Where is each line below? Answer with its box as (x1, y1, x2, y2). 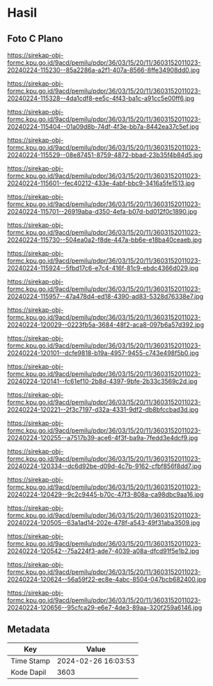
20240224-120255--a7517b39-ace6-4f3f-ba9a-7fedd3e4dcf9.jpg (7, 434, 198, 442)
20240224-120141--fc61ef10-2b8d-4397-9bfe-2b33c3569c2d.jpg (7, 377, 198, 385)
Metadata (7, 623, 50, 635)
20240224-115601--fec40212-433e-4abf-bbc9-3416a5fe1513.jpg (7, 179, 195, 187)
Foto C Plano (7, 33, 63, 45)
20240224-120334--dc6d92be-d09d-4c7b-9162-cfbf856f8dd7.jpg (7, 462, 202, 470)
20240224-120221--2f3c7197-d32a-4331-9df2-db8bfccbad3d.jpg (7, 405, 198, 414)
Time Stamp (10, 656, 51, 666)
